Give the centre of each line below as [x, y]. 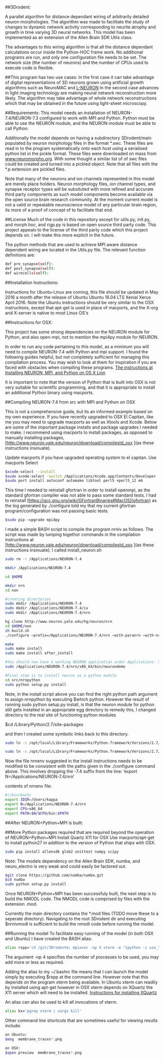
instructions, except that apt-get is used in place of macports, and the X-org [82, 307]
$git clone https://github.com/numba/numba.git [54, 875]
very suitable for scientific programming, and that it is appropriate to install [80, 387]
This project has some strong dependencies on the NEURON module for [78, 332]
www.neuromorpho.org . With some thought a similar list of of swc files [76, 159]
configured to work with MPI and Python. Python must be [97, 118]
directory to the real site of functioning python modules [61, 715]
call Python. [17, 128]
